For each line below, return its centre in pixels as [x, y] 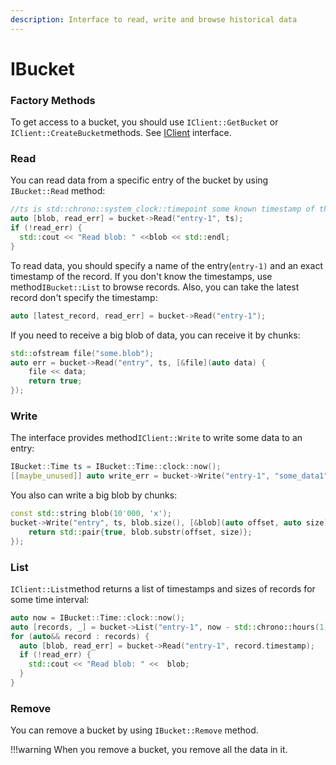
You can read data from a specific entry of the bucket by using [139, 180]
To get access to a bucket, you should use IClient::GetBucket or [144, 122]
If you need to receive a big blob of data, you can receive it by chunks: [155, 335]
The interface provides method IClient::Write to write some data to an [156, 438]
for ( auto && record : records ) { [80, 636]
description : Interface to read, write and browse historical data [154, 19]
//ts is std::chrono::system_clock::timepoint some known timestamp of [162, 209]
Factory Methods [53, 100]
